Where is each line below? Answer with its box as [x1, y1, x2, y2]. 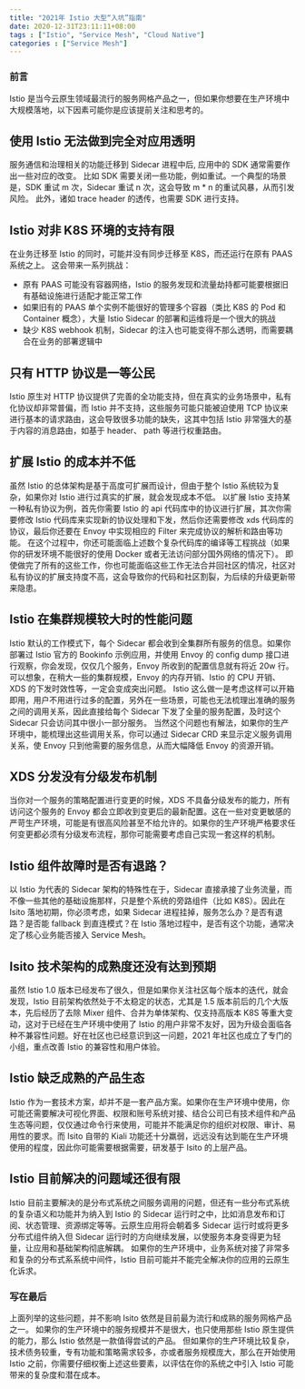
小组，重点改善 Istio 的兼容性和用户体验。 [9, 1042, 165, 1052]
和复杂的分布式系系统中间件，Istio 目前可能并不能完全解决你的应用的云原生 [9, 1253, 290, 1264]
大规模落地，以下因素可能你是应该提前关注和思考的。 [9, 104, 209, 115]
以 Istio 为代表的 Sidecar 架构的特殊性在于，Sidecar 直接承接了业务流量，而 [9, 884, 292, 895]
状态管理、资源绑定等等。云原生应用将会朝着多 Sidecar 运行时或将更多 [25, 1220, 290, 1231]
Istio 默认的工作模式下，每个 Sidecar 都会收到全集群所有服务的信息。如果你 [9, 638, 291, 649]
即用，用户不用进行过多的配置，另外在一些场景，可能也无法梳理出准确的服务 [9, 694, 296, 705]
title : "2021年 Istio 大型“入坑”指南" [9, 13, 147, 23]
